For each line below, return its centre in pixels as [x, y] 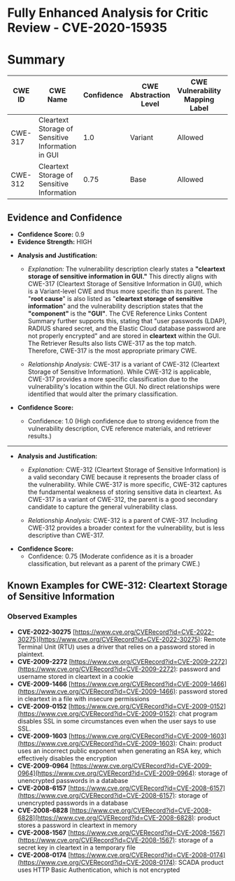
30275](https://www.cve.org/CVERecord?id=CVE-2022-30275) [109, 639]
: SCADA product [199, 862]
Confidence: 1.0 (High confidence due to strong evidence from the [123, 421]
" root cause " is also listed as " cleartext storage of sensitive [115, 298]
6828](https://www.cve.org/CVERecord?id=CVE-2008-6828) [106, 817]
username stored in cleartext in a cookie [76, 676]
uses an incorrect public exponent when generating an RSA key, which [119, 751]
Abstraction [150, 95]
